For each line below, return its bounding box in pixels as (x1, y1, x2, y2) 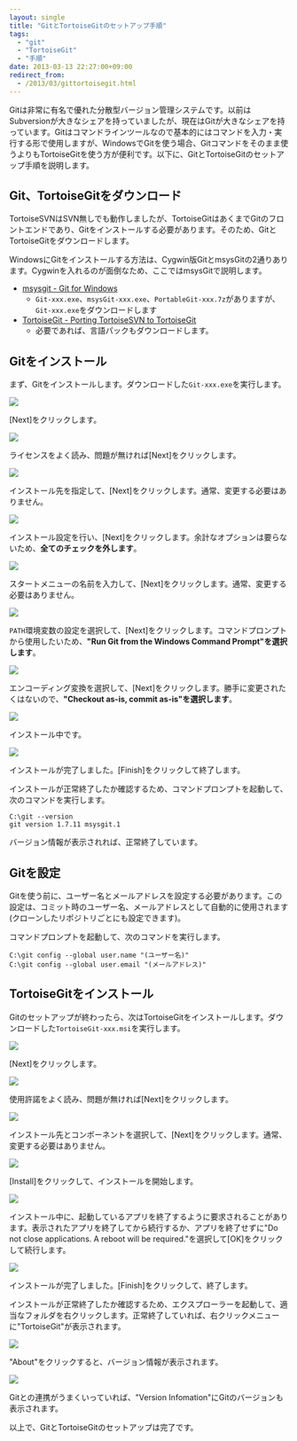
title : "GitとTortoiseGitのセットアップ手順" (9, 21, 167, 30)
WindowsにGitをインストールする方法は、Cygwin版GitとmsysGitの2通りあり (9, 255, 288, 265)
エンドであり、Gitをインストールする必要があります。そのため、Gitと (24, 224, 277, 235)
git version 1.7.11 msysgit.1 (9, 820, 121, 829)
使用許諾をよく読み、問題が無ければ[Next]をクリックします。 (9, 1093, 233, 1104)
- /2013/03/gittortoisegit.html (17, 79, 137, 88)
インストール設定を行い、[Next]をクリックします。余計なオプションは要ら (9, 532, 280, 543)
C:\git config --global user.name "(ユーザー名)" (9, 951, 190, 960)
